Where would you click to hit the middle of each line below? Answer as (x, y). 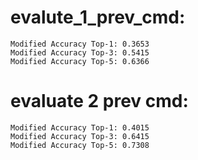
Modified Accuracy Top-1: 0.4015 (80, 127)
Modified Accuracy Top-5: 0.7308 (80, 145)
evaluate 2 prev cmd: (99, 101)
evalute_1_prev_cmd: (98, 17)
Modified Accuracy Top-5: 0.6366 (80, 61)
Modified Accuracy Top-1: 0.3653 (80, 44)
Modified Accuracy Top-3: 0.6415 (80, 136)
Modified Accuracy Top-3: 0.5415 (80, 52)
